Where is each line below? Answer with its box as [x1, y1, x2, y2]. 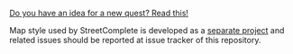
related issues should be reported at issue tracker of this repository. [9, 35, 261, 45]
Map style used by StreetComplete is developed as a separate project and [9, 25, 285, 35]
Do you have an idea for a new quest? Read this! [9, 8, 189, 18]
